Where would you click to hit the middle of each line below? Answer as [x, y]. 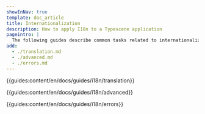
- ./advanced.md [32, 57]
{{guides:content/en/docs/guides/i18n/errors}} [65, 104]
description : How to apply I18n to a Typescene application [85, 29]
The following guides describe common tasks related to [84, 40]
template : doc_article [35, 18]
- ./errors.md [30, 63]
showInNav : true [27, 12]
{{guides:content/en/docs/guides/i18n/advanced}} [70, 92]
